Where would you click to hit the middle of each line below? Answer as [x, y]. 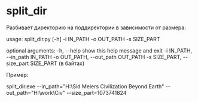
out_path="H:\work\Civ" [36, 92]
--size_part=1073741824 [97, 92]
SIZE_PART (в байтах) [57, 63]
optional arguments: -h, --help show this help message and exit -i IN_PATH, [99, 50]
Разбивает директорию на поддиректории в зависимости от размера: [96, 27]
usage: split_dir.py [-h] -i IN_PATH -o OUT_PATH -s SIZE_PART [83, 39]
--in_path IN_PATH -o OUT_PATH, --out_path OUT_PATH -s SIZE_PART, [94, 57]
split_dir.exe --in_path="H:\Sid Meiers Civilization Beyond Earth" [85, 86]
